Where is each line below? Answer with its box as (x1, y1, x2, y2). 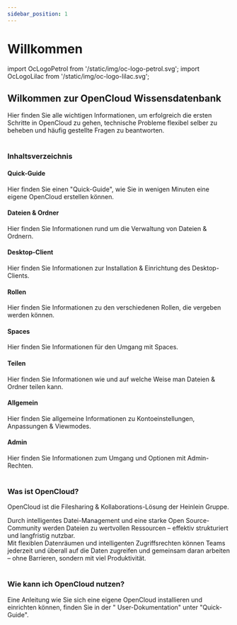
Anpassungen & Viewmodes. (7, 422, 91, 430)
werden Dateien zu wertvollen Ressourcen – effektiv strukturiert (42, 524, 229, 532)
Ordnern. (7, 232, 34, 240)
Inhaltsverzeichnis (7, 152, 73, 162)
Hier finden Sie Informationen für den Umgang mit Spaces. (7, 343, 179, 351)
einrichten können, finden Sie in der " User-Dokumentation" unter (7, 603, 198, 612)
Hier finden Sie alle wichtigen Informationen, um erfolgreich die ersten (7, 111, 212, 120)
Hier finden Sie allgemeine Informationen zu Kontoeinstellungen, (7, 414, 195, 422)
